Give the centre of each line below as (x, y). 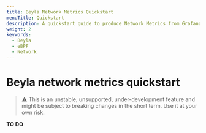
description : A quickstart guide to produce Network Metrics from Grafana (104, 23)
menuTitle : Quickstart (35, 18)
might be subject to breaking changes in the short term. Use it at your (109, 105)
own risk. (33, 112)
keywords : (19, 35)
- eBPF (20, 47)
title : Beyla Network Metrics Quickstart (60, 12)
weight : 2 (19, 29)
